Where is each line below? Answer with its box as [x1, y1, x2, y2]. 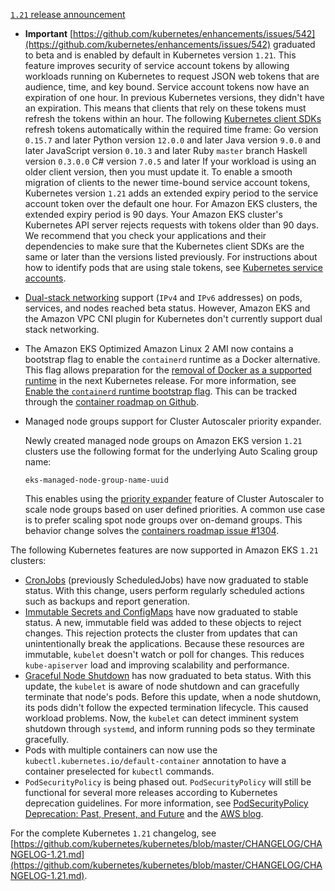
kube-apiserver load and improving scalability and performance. [24, 659, 290, 671]
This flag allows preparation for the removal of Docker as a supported [24, 364, 312, 376]
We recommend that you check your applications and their [24, 230, 267, 241]
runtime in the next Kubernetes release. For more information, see [24, 375, 297, 386]
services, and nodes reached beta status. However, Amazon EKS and [24, 302, 311, 314]
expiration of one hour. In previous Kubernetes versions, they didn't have [24, 92, 325, 103]
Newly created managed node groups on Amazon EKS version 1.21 [24, 435, 303, 446]
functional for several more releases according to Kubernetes [24, 787, 278, 798]
